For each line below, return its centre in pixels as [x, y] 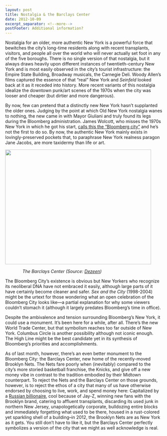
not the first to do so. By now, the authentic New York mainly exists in [76, 132]
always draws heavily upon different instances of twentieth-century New [80, 64]
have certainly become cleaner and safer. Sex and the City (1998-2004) [79, 292]
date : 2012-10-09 [23, 19]
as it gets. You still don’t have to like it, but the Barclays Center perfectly [79, 422]
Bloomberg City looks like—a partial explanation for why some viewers [78, 302]
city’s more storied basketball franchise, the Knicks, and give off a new [78, 369]
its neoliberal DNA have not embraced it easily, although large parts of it [79, 286]
